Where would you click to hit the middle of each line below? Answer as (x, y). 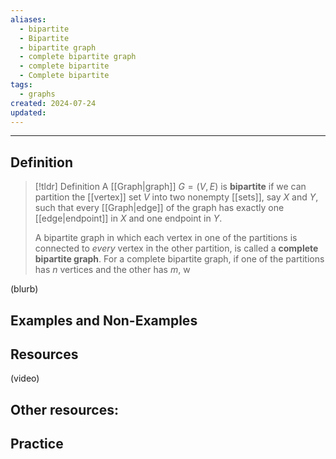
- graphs (37, 94)
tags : (21, 85)
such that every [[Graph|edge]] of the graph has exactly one (159, 208)
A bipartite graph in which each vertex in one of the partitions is (166, 238)
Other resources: (64, 409)
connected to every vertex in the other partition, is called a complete (176, 248)
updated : (28, 112)
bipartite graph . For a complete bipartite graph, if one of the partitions (179, 259)
